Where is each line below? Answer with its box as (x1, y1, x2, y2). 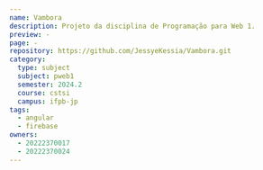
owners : (9, 130, 39, 139)
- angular (17, 113, 54, 122)
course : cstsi (17, 88, 70, 97)
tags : (9, 105, 30, 114)
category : (9, 55, 47, 64)
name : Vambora (9, 13, 63, 22)
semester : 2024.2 (17, 80, 83, 89)
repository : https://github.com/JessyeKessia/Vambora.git (9, 47, 231, 56)
